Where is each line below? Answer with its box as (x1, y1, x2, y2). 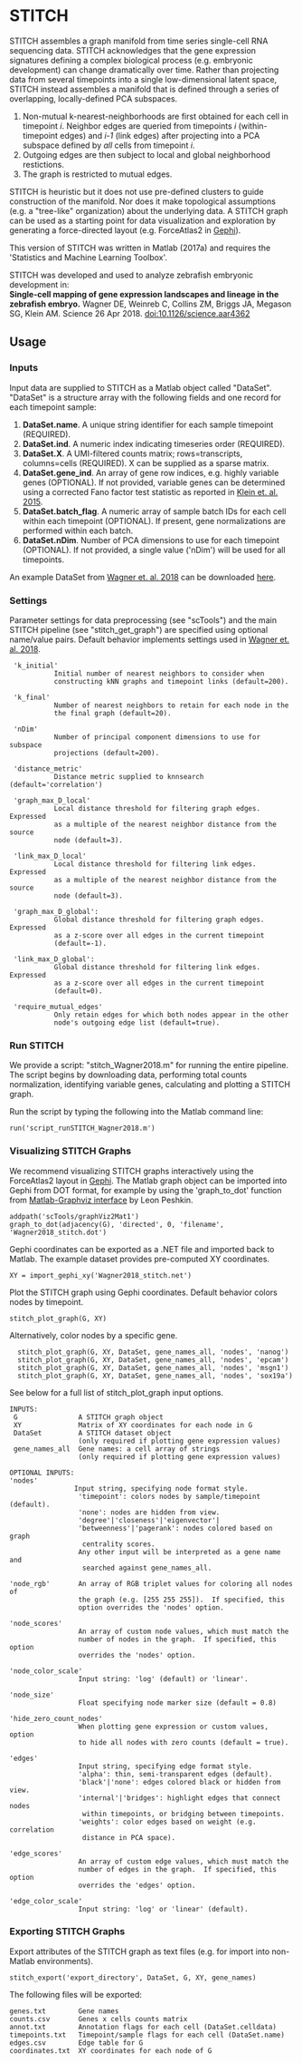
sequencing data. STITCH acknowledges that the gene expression (9, 44, 256, 55)
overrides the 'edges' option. (78, 1881, 196, 1890)
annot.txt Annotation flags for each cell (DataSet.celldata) (9, 2022, 278, 2031)
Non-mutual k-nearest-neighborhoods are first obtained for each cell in (22, 111, 289, 122)
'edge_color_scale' (9, 1896, 83, 1905)
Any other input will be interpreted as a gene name (78, 1547, 281, 1556)
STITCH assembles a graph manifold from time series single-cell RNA (9, 35, 269, 46)
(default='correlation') (9, 780, 103, 789)
